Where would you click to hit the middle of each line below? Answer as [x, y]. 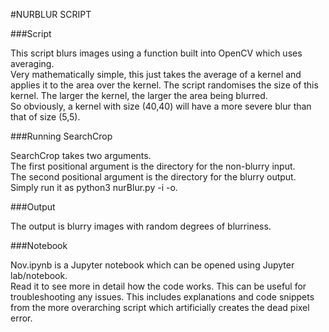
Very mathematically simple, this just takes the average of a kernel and [156, 74]
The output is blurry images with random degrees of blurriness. [141, 226]
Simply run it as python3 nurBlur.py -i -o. [94, 187]
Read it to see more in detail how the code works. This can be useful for [158, 286]
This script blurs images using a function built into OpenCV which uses [156, 53]
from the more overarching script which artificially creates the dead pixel [160, 307]
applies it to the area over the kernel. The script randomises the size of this [164, 85]
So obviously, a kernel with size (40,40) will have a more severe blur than [161, 106]
